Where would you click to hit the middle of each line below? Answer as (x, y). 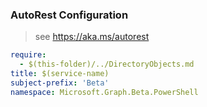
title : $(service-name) (60, 74)
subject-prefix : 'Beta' (60, 83)
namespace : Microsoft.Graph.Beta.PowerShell (104, 92)
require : (28, 55)
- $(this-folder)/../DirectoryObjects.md (107, 64)
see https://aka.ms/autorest (92, 37)
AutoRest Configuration (69, 15)
